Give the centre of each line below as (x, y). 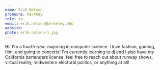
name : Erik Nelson (24, 10)
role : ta (14, 19)
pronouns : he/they (24, 14)
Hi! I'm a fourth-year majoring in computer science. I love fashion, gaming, (80, 47)
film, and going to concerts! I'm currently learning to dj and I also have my (80, 52)
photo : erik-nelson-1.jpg (31, 33)
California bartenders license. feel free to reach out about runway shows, (79, 57)
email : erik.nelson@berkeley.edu (39, 23)
